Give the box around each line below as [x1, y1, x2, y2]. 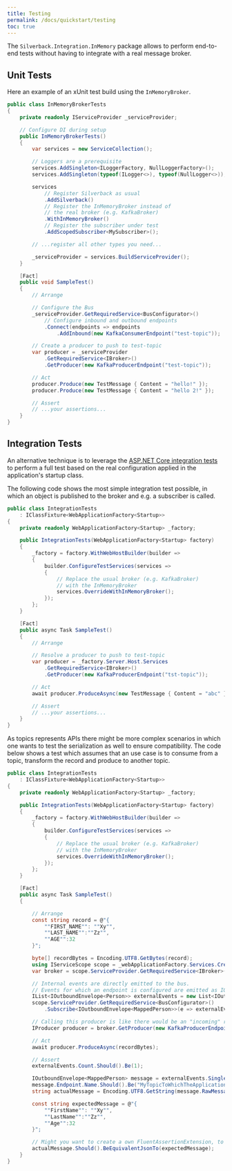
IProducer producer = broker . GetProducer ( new [32, 1024, 166, 1031]
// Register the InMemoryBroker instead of [43, 203, 171, 210]
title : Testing [7, 10, 51, 17]
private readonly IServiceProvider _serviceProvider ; [19, 113, 177, 121]
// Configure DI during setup [19, 126, 107, 133]
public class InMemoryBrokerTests [7, 101, 107, 108]
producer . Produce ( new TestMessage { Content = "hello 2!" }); [32, 387, 215, 394]
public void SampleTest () [19, 279, 95, 286]
